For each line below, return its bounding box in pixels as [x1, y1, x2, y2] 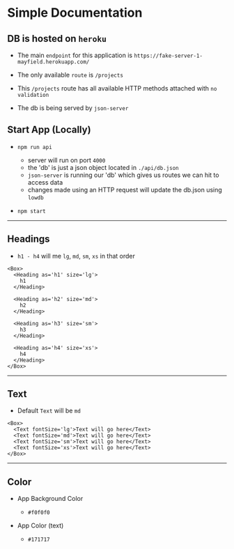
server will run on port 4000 [27, 155, 106, 164]
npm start [17, 208, 47, 215]
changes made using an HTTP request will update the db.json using [27, 185, 223, 194]
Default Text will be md [17, 406, 81, 415]
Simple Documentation [7, 5, 143, 21]
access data [27, 178, 63, 186]
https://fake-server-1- [134, 52, 203, 59]
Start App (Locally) [7, 124, 92, 136]
